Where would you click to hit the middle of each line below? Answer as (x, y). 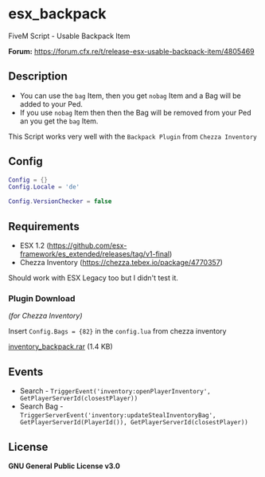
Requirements (44, 227)
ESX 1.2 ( (34, 245)
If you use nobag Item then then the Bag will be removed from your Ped (136, 112)
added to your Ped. (51, 104)
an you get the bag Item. (59, 121)
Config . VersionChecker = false (60, 201)
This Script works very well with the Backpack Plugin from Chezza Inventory (132, 136)
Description (38, 76)
